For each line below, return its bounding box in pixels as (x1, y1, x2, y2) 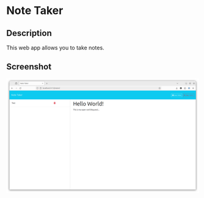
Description (6, 28, 52, 38)
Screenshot (6, 62, 52, 72)
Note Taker (6, 4, 64, 18)
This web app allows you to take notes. (6, 44, 105, 51)
